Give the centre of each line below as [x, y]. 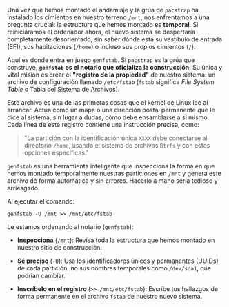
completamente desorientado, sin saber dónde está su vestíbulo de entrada [115, 39]
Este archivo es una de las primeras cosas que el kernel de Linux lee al [108, 102]
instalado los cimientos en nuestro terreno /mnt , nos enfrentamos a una [109, 17]
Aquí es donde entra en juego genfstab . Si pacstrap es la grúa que [101, 60]
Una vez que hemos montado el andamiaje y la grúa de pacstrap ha [103, 10]
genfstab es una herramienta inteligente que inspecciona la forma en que [111, 166]
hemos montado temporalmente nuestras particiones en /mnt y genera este [114, 173]
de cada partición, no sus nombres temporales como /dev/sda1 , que [114, 268]
